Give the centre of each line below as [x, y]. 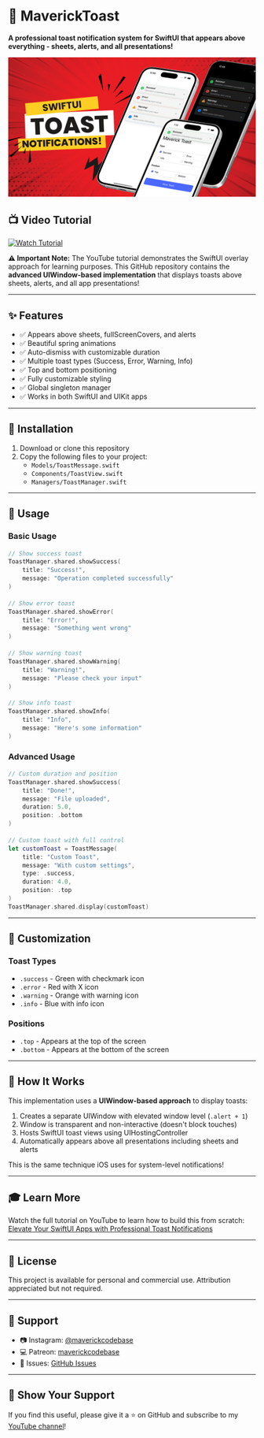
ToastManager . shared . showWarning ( [65, 661]
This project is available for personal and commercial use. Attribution [119, 1280]
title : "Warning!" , [54, 670]
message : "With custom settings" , [79, 865]
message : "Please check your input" [82, 678]
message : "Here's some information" [82, 728]
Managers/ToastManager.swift [79, 482]
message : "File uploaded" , [66, 799]
